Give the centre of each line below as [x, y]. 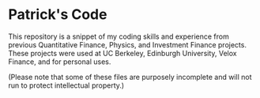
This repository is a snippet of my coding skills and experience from [119, 36]
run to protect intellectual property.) [66, 85]
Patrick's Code [58, 15]
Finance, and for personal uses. [60, 62]
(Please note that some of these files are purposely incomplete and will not [130, 77]
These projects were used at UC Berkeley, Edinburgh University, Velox [122, 53]
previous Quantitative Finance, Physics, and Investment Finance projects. [128, 44]
